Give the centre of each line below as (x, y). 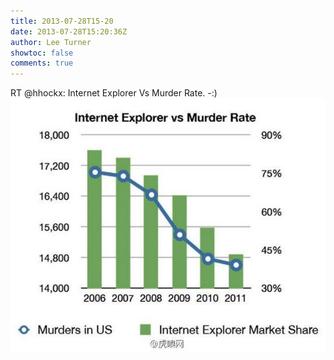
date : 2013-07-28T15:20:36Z (69, 31)
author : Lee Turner (51, 42)
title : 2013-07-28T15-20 (62, 21)
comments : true (42, 63)
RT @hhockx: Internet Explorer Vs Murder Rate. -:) (114, 93)
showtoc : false (42, 53)
